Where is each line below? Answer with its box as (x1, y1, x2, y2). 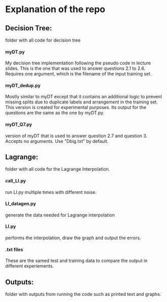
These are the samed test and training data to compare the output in (5, 257, 148, 264)
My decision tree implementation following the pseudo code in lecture (5, 60, 151, 66)
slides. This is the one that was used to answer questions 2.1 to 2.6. (5, 65, 146, 71)
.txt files (5, 246, 24, 252)
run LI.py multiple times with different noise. (5, 189, 97, 195)
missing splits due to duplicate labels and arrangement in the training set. (5, 99, 158, 105)
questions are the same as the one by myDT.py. (5, 110, 105, 116)
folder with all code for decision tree (5, 37, 81, 43)
